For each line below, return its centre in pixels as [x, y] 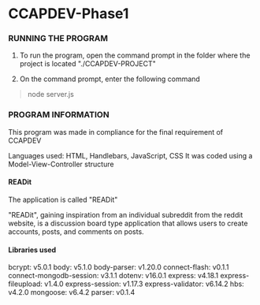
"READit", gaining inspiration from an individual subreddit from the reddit [126, 214]
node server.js [51, 95]
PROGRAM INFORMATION [59, 115]
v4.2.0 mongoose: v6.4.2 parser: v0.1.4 [72, 292]
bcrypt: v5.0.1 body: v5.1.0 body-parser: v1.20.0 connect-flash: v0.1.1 [119, 267]
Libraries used [32, 250]
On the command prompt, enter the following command [110, 79]
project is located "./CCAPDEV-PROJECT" [87, 64]
